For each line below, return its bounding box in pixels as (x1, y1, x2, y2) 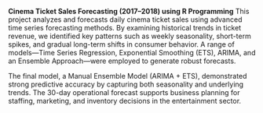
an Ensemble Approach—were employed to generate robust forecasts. (8, 56, 236, 65)
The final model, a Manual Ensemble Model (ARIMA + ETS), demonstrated (8, 72, 247, 80)
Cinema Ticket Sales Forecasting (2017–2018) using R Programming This (8, 7, 250, 16)
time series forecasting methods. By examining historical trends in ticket (8, 23, 242, 32)
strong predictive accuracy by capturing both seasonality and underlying (8, 79, 244, 89)
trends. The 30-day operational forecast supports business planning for (8, 88, 240, 97)
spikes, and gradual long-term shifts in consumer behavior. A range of (8, 40, 236, 49)
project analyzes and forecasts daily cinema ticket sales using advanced (8, 15, 243, 24)
